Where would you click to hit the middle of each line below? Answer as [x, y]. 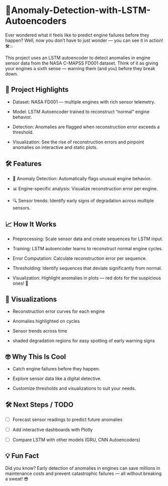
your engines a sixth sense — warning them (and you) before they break [80, 68]
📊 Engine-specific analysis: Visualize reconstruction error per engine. [85, 188]
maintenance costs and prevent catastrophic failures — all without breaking [83, 473]
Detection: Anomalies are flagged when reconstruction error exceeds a [86, 127]
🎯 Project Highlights [37, 90]
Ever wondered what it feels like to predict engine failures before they [77, 35]
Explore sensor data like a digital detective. [57, 379]
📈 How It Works [31, 224]
